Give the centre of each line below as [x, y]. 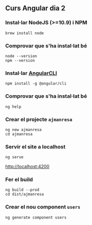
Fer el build [19, 180]
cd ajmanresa [19, 134]
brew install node [25, 33]
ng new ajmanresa [24, 130]
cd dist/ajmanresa [25, 194]
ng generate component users [36, 217]
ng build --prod [22, 190]
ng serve [14, 157]
